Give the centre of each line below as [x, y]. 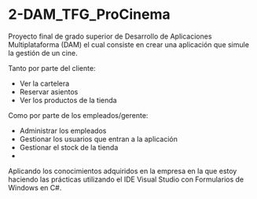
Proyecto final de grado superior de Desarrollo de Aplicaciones [110, 36]
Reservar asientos [49, 91]
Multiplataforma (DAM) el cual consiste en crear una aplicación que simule [129, 44]
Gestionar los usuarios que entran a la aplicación [99, 138]
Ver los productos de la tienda [68, 100]
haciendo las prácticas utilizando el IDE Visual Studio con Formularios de [126, 179]
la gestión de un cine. [43, 53]
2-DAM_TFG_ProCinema [89, 15]
